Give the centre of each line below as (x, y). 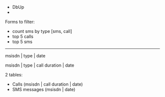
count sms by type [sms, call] (42, 31)
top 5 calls (23, 36)
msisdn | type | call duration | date (40, 65)
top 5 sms (22, 42)
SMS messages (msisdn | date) (44, 89)
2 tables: (14, 75)
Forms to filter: (20, 22)
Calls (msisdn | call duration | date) (47, 84)
